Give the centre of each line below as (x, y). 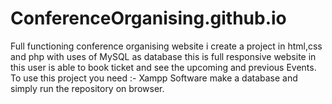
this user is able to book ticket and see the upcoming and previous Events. (163, 67)
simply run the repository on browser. (87, 88)
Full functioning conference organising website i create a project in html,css (166, 46)
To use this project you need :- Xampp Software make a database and (154, 78)
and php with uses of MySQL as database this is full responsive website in (163, 56)
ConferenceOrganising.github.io (148, 18)
